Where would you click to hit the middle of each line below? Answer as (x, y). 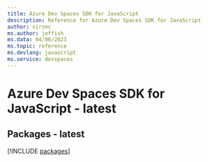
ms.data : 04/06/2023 (37, 40)
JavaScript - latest (62, 108)
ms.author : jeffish (36, 33)
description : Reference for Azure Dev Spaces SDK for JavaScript (104, 20)
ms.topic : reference (37, 46)
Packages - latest (46, 134)
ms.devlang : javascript (42, 53)
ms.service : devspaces (40, 59)
